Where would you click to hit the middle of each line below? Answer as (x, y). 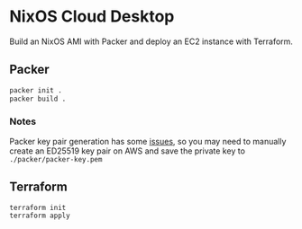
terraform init (38, 207)
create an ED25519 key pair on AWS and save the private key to (128, 151)
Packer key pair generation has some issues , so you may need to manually (148, 141)
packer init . (36, 90)
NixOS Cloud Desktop (92, 17)
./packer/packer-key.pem (56, 159)
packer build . (38, 99)
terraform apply (40, 216)
